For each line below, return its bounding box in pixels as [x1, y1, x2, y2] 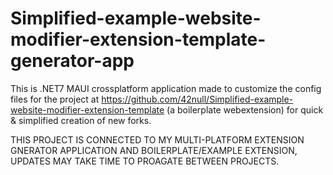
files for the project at [10, 93, 100, 105]
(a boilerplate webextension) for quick [166, 103, 324, 116]
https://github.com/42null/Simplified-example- [101, 93, 294, 105]
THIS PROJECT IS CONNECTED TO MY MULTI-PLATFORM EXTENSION [10, 133, 305, 146]
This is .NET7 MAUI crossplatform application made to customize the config [10, 82, 322, 94]
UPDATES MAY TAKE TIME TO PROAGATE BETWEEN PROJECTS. [10, 155, 280, 167]
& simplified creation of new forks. [10, 114, 152, 126]
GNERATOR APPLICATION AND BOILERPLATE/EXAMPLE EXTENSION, [10, 144, 298, 156]
